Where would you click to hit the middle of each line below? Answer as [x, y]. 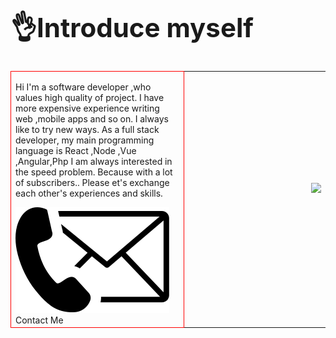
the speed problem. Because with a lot [94, 172]
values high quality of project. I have [90, 97]
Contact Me [39, 320]
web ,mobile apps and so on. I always [92, 118]
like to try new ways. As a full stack [87, 129]
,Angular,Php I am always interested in [94, 161]
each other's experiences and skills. [89, 193]
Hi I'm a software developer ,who [83, 87]
